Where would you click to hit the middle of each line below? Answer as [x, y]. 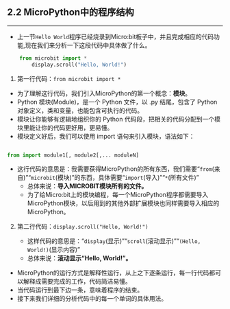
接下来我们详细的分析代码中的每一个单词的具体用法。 [92, 299]
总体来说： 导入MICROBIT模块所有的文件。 [87, 186]
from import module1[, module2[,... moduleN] [73, 155]
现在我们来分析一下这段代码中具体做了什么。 [88, 45]
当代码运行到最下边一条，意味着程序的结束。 [80, 290]
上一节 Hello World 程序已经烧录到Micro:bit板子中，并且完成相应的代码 [115, 36]
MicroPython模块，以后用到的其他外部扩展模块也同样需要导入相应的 [123, 203]
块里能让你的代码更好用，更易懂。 [65, 127]
